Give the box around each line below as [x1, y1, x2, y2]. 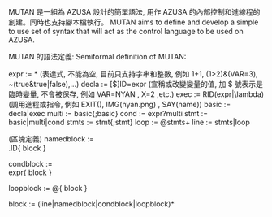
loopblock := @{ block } [8, 184, 88, 193]
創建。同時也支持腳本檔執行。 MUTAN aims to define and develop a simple [8, 17, 259, 27]
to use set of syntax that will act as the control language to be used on [8, 27, 244, 36]
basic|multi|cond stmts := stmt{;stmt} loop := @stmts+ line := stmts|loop [8, 117, 250, 127]
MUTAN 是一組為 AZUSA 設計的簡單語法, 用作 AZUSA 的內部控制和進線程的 [8, 7, 261, 16]
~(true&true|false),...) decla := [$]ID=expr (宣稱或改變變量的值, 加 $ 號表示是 [8, 80, 264, 89]
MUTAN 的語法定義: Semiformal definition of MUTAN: [8, 52, 187, 61]
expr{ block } [8, 167, 53, 177]
